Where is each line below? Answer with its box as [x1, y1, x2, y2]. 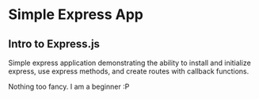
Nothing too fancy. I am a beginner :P [8, 82, 130, 91]
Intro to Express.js [8, 37, 101, 51]
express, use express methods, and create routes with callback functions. [8, 67, 249, 76]
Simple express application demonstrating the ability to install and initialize [8, 58, 251, 67]
